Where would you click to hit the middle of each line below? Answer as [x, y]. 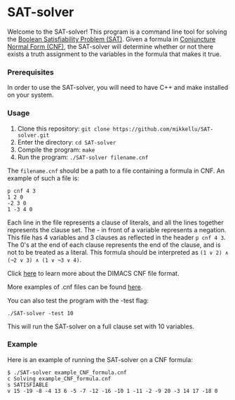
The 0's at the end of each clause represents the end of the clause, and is [114, 245]
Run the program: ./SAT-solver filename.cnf [83, 157]
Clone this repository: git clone [63, 128]
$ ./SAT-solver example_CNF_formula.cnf [67, 373]
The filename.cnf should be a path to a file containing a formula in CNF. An [116, 171]
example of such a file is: [43, 178]
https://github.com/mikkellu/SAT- [163, 129]
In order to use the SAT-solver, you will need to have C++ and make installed [118, 88]
